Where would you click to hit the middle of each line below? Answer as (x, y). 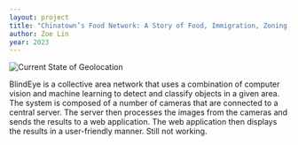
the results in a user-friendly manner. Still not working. (108, 131)
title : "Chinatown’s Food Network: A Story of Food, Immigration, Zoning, (150, 26)
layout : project (39, 17)
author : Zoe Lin (39, 34)
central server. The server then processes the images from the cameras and (149, 112)
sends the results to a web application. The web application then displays (143, 122)
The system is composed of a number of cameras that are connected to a (144, 103)
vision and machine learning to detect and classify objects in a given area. (145, 94)
